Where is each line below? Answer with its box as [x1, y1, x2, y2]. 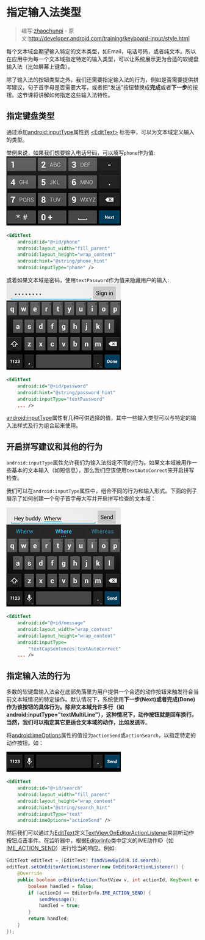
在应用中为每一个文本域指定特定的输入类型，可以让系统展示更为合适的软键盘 [6, 55, 199, 62]
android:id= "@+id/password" [17, 383, 88, 389]
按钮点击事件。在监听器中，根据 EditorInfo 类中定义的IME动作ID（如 [6, 837, 174, 845]
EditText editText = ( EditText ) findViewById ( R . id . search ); [6, 857, 163, 864]
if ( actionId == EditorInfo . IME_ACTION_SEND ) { [28, 890, 151, 896]
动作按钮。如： [6, 739, 44, 747]
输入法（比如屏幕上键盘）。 [6, 62, 73, 70]
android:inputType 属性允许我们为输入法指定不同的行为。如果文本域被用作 [6, 459, 192, 466]
